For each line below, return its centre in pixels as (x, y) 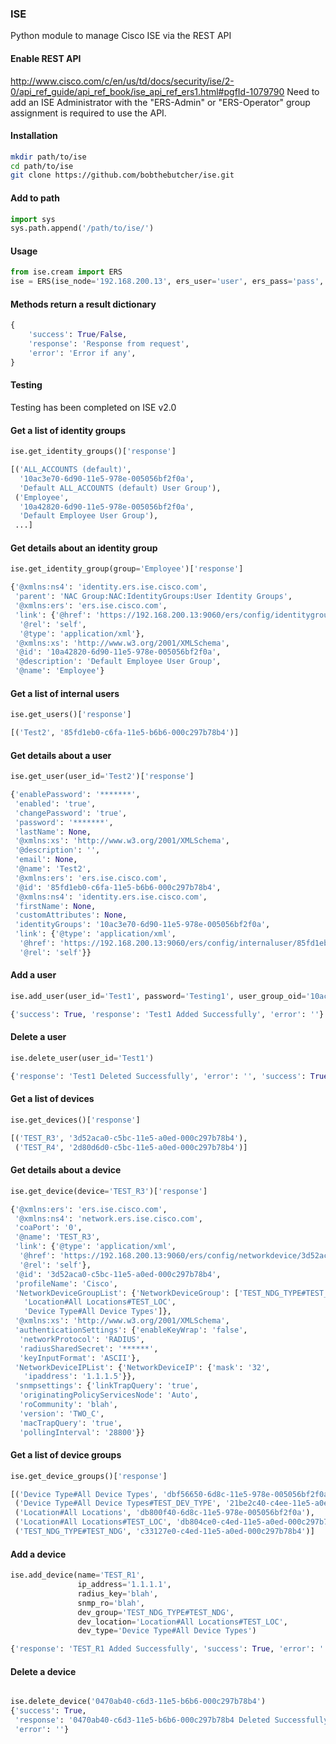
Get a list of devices (52, 1099)
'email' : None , (46, 860)
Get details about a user (61, 755)
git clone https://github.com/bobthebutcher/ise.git (122, 175)
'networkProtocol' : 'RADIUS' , (82, 1339)
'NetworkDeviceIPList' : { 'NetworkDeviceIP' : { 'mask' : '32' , (142, 1367)
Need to (303, 91)
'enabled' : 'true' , (55, 803)
